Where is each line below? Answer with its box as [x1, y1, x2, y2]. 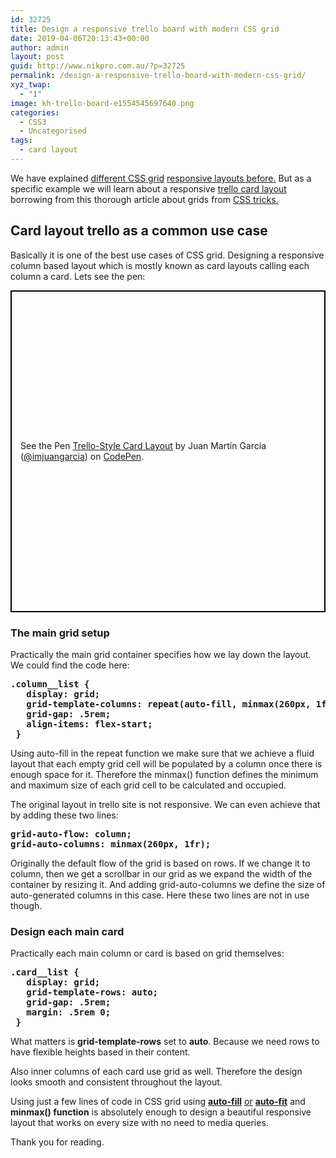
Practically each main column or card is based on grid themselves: [10, 947, 285, 960]
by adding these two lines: [10, 809, 119, 821]
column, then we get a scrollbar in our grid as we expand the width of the [10, 867, 313, 880]
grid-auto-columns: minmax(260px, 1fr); [10, 838, 212, 850]
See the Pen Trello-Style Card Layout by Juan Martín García [20, 440, 267, 452]
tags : [10, 136, 33, 146]
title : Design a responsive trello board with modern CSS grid [10, 24, 280, 34]
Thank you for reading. [10, 1136, 105, 1148]
